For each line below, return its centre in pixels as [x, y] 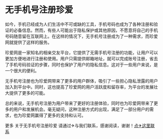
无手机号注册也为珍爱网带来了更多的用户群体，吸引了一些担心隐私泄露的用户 [81, 81]
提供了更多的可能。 [28, 93]
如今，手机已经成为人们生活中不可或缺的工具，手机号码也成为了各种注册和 [79, 24]
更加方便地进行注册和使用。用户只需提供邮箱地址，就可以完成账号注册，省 [79, 58]
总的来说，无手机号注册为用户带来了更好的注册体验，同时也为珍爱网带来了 [79, 103]
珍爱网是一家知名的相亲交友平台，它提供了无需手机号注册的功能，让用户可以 [81, 52]
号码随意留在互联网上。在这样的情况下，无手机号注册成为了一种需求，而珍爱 [81, 36]
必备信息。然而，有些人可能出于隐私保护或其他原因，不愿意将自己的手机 [86, 30]
